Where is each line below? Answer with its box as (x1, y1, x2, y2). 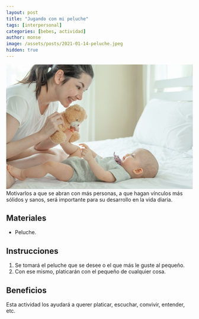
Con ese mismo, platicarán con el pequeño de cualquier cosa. (14, 268, 166, 275)
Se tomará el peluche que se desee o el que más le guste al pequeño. (14, 261, 185, 269)
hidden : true (6, 47, 38, 53)
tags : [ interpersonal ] (6, 22, 62, 28)
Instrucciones (6, 246, 59, 256)
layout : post (6, 9, 38, 15)
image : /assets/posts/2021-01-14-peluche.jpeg (6, 41, 123, 47)
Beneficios (6, 285, 47, 295)
